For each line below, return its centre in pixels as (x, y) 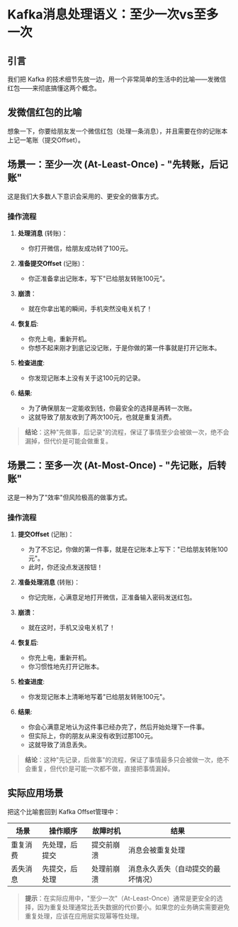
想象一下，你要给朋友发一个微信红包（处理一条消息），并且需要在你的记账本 (118, 131)
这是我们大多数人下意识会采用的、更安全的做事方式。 (85, 196)
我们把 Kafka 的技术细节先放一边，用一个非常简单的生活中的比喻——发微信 (117, 79)
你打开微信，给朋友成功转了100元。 (80, 248)
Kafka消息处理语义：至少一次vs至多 (113, 15)
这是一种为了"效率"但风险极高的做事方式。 (69, 497)
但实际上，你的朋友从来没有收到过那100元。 (92, 736)
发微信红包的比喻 (45, 113)
